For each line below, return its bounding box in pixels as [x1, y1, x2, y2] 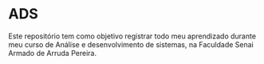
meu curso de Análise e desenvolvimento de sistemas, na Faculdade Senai [8, 39, 254, 49]
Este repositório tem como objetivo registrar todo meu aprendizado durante [8, 31, 257, 41]
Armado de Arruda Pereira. [8, 48, 97, 58]
